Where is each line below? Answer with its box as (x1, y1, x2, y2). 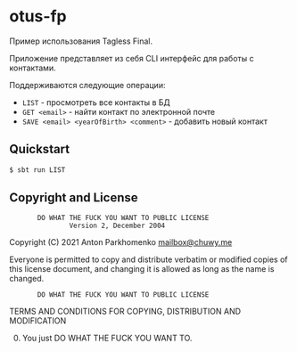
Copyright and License (9, 190, 138, 206)
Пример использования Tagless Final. (9, 36, 153, 46)
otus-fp (9, 6, 67, 27)
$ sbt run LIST (9, 165, 66, 175)
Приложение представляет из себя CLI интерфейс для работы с (9, 53, 254, 63)
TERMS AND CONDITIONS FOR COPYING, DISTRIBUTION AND (9, 306, 242, 317)
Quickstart (9, 142, 70, 157)
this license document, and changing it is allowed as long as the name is (9, 264, 275, 274)
